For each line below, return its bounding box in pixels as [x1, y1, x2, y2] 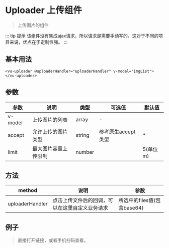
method [18, 187, 38, 194]
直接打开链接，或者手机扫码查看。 [17, 237, 89, 243]
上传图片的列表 [32, 116, 68, 123]
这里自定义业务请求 [62, 204, 108, 211]
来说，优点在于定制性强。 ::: [9, 39, 68, 45]
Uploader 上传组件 [5, 5, 82, 16]
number [75, 148, 95, 155]
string [75, 131, 90, 138]
